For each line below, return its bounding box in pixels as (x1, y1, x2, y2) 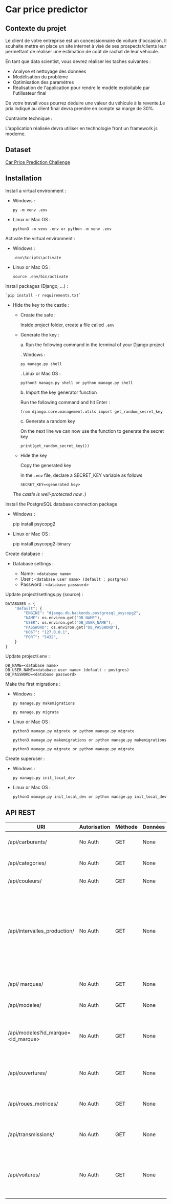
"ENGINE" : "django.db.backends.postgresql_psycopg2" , (24, 610, 141, 616)
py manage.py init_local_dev (12, 775, 75, 780)
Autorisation (79, 823, 111, 831)
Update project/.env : (5, 653, 50, 659)
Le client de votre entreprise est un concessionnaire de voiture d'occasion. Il (5, 37, 167, 44)
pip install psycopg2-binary (12, 540, 71, 546)
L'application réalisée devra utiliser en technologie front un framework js (5, 125, 158, 131)
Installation (5, 174, 42, 183)
